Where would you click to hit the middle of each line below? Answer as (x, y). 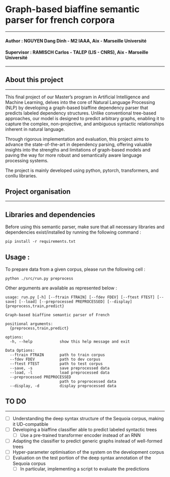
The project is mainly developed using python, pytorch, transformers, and (82, 170)
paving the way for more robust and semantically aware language (74, 155)
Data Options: (20, 350)
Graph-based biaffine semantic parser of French (57, 315)
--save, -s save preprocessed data (60, 368)
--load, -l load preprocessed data (60, 373)
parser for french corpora (60, 20)
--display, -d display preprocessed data (63, 386)
